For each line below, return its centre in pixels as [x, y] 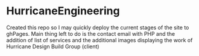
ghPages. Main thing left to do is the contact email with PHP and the [91, 33]
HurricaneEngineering [63, 11]
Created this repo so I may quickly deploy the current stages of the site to [98, 27]
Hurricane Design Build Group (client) [53, 46]
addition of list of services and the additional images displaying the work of [99, 40]
